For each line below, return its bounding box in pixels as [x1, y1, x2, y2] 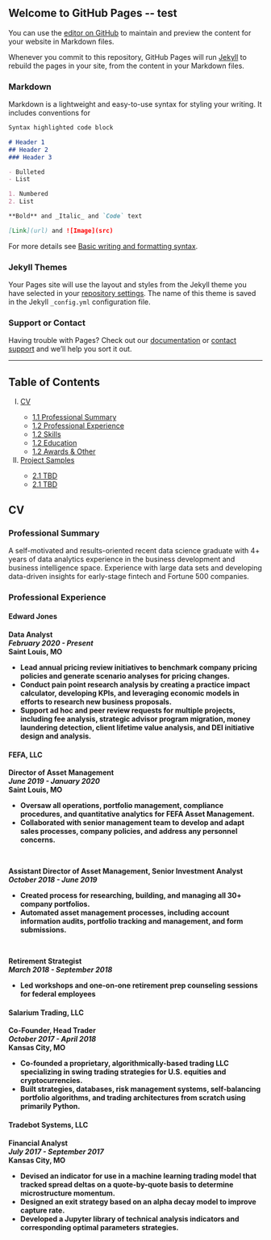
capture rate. [19, 1205, 65, 1215]
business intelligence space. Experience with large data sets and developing [8, 562, 262, 573]
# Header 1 [8, 138, 45, 146]
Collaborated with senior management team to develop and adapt [19, 818, 244, 827]
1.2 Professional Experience [31, 421, 125, 431]
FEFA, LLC [8, 750, 43, 760]
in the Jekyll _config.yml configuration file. [8, 297, 151, 307]
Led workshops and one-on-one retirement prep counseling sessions [19, 980, 258, 990]
